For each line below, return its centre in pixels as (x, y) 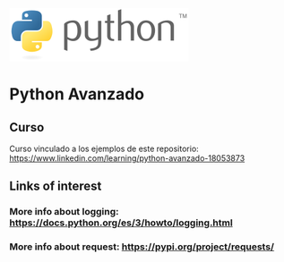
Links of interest (56, 186)
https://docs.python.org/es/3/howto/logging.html (121, 223)
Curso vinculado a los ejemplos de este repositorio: (104, 148)
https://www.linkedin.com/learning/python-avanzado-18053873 (127, 158)
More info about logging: (64, 212)
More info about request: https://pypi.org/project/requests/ (142, 247)
